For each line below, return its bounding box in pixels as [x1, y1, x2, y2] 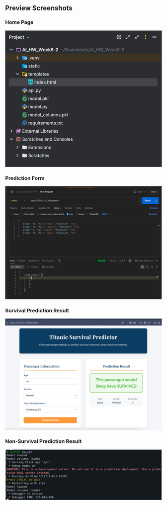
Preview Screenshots [5, 4, 73, 12]
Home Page [5, 19, 34, 26]
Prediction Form [5, 175, 45, 182]
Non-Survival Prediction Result [5, 438, 82, 445]
